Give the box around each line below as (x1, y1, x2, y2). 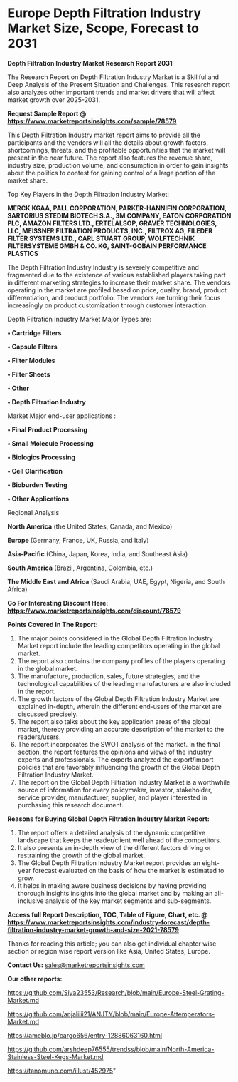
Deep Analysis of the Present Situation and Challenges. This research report (7, 80, 231, 88)
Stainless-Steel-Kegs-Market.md (7, 1052, 104, 1061)
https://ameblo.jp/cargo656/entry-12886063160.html (7, 1031, 162, 1039)
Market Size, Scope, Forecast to (7, 20, 199, 36)
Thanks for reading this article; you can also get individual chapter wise (7, 939, 217, 948)
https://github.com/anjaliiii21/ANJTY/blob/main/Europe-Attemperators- (7, 1009, 215, 1018)
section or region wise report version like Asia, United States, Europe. (7, 946, 211, 955)
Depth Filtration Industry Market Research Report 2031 (7, 58, 173, 67)
